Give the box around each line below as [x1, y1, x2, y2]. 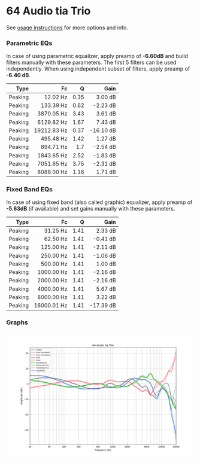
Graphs [6, 318, 28, 327]
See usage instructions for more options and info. [6, 24, 129, 31]
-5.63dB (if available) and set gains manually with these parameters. [6, 205, 175, 212]
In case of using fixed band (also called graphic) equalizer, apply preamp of [6, 199, 193, 206]
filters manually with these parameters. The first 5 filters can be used [6, 59, 177, 66]
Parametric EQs [6, 39, 53, 47]
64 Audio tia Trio [6, 4, 91, 18]
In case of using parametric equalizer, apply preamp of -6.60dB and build [6, 53, 189, 60]
